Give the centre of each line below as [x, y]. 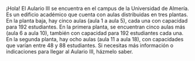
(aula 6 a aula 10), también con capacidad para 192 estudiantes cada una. [95, 33]
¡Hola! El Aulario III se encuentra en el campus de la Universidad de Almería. [97, 8]
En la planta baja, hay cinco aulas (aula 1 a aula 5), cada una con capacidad [97, 21]
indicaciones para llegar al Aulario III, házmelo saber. [70, 51]
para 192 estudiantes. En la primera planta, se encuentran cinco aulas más [96, 27]
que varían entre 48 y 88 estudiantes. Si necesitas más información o [90, 45]
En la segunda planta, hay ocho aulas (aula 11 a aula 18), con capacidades [95, 39]
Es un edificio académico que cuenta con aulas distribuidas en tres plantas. [97, 15]
